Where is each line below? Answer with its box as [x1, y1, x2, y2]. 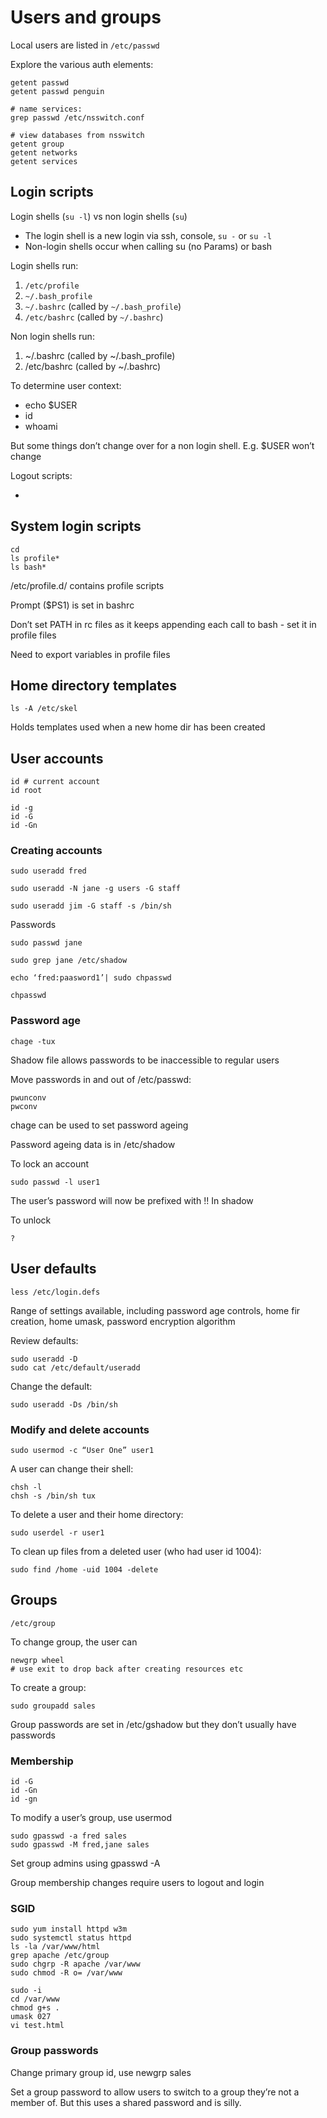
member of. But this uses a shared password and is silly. [10, 2096, 242, 2108]
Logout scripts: [10, 469, 73, 481]
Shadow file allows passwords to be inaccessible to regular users [10, 1054, 280, 1066]
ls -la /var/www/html [10, 1942, 101, 1952]
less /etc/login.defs [10, 1287, 101, 1297]
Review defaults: [10, 1334, 79, 1346]
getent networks [10, 147, 78, 158]
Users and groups [10, 6, 162, 29]
